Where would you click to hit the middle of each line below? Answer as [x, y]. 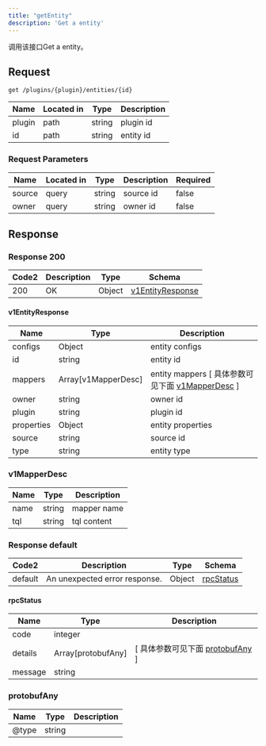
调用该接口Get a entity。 [48, 46]
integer [67, 634]
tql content [92, 521]
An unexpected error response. [104, 579]
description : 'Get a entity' [56, 23]
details [25, 653]
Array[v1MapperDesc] [101, 379]
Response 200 [37, 256]
